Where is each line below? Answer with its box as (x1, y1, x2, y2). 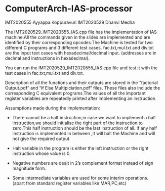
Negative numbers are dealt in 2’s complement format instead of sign (12, 160, 154, 166)
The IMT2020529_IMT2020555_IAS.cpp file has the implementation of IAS (5, 29, 157, 35)
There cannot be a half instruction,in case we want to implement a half (12, 114, 156, 120)
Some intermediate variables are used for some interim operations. (12, 175, 149, 181)
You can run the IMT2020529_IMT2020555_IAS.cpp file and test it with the (5, 65, 158, 71)
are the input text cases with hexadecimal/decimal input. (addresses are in (5, 50, 157, 56)
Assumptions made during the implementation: (5, 105, 100, 111)
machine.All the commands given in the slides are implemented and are (5, 34, 151, 40)
